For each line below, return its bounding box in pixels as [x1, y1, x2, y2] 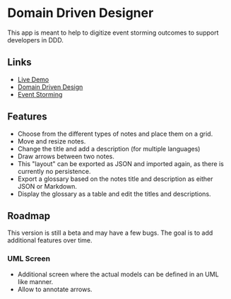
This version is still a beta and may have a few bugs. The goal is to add [7, 228, 213, 238]
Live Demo [17, 75, 49, 83]
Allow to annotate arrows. [17, 285, 93, 293]
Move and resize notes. [17, 136, 86, 146]
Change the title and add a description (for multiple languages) [17, 144, 201, 153]
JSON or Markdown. [17, 182, 78, 190]
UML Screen [7, 254, 51, 264]
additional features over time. [7, 236, 93, 245]
